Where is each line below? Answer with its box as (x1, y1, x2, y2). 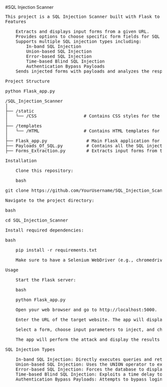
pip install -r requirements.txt (15, 247, 97, 253)
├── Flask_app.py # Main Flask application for (5, 138, 160, 144)
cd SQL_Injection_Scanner (5, 218, 69, 223)
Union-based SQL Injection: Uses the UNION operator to (15, 362, 155, 367)
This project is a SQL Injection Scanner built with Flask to (5, 14, 160, 19)
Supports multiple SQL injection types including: (15, 39, 142, 44)
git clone (5, 188, 29, 193)
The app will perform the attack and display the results (15, 337, 160, 342)
